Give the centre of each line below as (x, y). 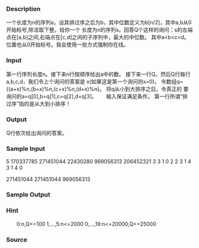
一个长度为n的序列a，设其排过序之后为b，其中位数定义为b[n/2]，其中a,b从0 (99, 22)
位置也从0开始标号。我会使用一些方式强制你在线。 (68, 45)
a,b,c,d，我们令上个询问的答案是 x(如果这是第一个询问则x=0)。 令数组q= (95, 81)
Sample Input (26, 149)
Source (17, 240)
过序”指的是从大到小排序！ (38, 104)
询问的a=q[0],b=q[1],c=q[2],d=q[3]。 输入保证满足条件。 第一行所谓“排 (97, 96)
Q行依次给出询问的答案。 (37, 133)
